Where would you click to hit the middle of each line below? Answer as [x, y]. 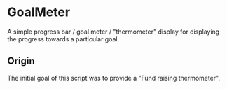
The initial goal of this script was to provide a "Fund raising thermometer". [114, 78]
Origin [21, 61]
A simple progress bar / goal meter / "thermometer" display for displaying [113, 32]
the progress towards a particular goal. [63, 39]
